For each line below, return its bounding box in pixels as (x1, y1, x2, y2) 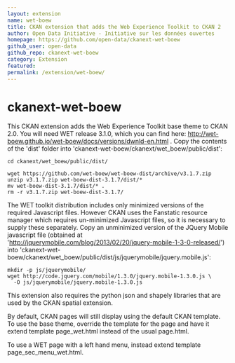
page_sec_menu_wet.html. (7, 348, 84, 357)
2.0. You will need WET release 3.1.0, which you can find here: (7, 130, 187, 138)
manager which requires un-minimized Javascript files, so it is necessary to (7, 216, 226, 224)
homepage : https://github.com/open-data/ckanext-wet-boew (7, 36, 180, 43)
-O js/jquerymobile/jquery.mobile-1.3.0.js (13, 279, 142, 286)
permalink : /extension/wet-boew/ (7, 69, 105, 76)
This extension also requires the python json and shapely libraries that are (7, 292, 221, 300)
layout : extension (7, 10, 61, 18)
